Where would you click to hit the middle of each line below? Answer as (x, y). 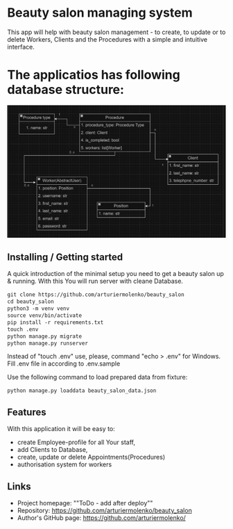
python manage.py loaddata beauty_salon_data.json (82, 391)
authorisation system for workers (64, 464)
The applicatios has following (94, 75)
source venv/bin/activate (44, 316)
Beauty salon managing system (100, 13)
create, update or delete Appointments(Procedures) (91, 457)
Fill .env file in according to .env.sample (64, 364)
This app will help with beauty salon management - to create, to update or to (116, 32)
